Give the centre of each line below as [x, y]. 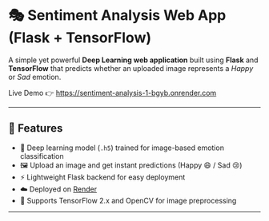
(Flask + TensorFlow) [80, 38]
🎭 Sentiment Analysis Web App [117, 16]
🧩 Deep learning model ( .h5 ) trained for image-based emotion [122, 148]
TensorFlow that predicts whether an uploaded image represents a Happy [131, 68]
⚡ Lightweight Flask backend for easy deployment [102, 177]
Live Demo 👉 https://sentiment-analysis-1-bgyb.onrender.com [112, 93]
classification [42, 156]
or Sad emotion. [35, 77]
